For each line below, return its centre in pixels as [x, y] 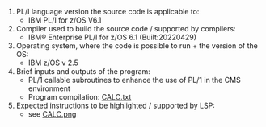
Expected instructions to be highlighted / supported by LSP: [116, 105]
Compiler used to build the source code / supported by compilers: [126, 29]
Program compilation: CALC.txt [80, 97]
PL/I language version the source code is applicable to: [108, 12]
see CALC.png [52, 114]
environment [49, 88]
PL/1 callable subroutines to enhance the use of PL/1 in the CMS [134, 80]
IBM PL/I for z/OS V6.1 [65, 20]
